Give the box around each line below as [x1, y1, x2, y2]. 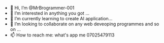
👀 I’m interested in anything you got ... [10, 10, 90, 16]
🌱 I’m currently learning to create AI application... [10, 16, 113, 21]
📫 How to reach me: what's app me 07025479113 [10, 32, 115, 38]
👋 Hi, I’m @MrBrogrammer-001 [10, 5, 75, 11]
